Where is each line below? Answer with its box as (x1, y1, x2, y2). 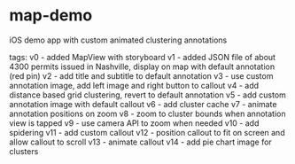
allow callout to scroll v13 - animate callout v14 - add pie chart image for (9, 137, 272, 147)
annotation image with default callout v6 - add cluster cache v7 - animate (9, 98, 277, 109)
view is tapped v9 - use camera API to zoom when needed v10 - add (9, 117, 260, 129)
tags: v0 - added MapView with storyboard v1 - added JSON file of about (9, 51, 276, 62)
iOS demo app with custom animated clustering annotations (9, 35, 228, 45)
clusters (9, 145, 39, 156)
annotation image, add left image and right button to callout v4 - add (9, 80, 260, 90)
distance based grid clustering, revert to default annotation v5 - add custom (9, 90, 286, 100)
